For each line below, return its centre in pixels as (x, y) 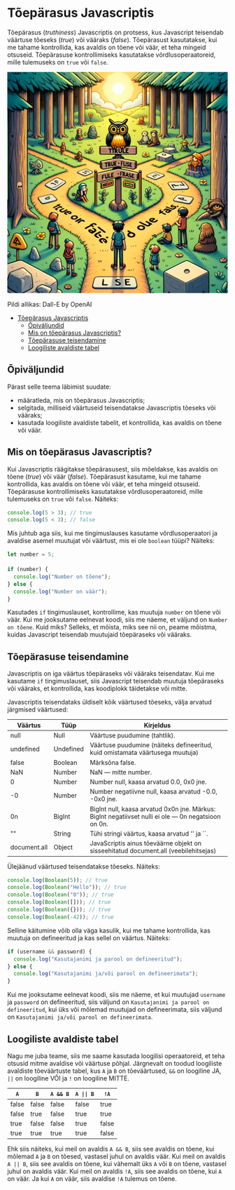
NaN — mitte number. (121, 772)
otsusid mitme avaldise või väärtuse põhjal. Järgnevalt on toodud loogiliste (115, 1063)
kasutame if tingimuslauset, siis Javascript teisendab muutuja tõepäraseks (116, 681)
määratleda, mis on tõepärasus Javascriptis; (81, 400)
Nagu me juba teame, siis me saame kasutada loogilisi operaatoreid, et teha (116, 1056)
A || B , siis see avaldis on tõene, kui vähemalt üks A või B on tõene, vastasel (117, 1163)
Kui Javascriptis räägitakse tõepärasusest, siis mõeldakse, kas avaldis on (113, 469)
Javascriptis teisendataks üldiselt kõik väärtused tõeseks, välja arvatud (109, 702)
